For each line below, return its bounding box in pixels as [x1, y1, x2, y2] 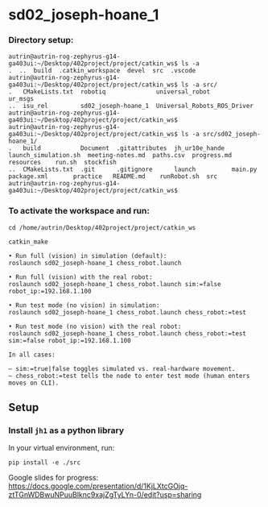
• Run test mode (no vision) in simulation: [8, 301, 160, 310]
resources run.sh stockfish [8, 159, 117, 167]
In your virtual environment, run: [8, 443, 115, 453]
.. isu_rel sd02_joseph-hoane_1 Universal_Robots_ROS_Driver [8, 102, 254, 110]
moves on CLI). [8, 379, 60, 387]
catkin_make [8, 238, 48, 246]
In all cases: [8, 351, 56, 359]
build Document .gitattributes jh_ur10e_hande [23, 144, 225, 152]
